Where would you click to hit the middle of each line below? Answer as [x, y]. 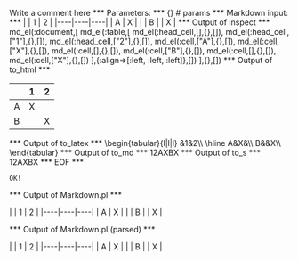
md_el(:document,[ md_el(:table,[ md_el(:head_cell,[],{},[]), [117, 32]
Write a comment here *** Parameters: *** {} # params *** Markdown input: [149, 13]
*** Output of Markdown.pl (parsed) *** [82, 229]
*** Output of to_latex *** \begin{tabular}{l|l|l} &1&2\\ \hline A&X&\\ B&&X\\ [145, 143]
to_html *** [30, 69]
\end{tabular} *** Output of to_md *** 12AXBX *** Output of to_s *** [135, 152]
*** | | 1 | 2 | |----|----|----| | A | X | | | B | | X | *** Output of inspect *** [140, 22]
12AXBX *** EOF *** [47, 162]
